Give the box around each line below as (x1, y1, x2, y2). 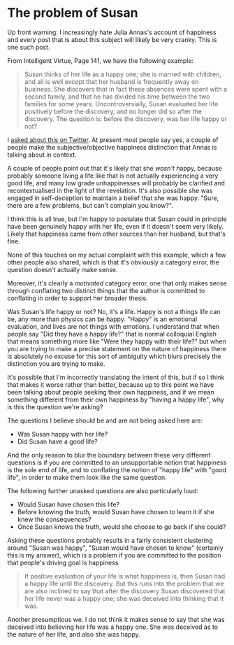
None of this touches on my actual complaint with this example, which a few (7, 250, 226, 259)
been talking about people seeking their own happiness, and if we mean (7, 388, 214, 396)
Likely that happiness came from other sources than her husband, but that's (7, 229, 226, 238)
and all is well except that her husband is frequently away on (24, 77, 199, 85)
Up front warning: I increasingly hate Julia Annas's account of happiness (7, 28, 217, 36)
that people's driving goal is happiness (7, 558, 119, 567)
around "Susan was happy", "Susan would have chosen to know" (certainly (7, 544, 224, 552)
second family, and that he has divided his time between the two (24, 92, 210, 101)
